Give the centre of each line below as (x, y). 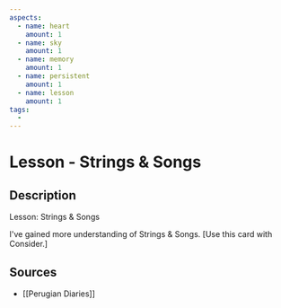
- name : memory (46, 59)
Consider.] (28, 244)
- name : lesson (46, 92)
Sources (33, 272)
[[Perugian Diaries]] (59, 294)
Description (43, 195)
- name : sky (40, 43)
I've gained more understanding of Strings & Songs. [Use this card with (141, 234)
